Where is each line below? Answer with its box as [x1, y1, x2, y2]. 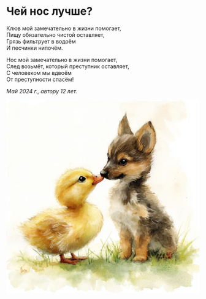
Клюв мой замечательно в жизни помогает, [6, 25, 121, 32]
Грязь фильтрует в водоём [6, 37, 76, 45]
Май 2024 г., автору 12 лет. [6, 87, 78, 95]
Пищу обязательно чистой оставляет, [6, 31, 105, 38]
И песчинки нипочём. [6, 44, 63, 52]
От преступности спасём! [6, 76, 74, 83]
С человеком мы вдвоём [6, 69, 72, 76]
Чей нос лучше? [6, 4, 93, 18]
